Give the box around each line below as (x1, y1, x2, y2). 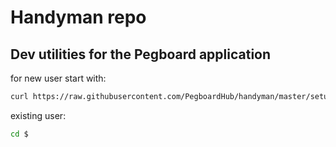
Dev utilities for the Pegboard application (10, 46, 272, 63)
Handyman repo (10, 6, 147, 29)
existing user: (10, 109, 67, 121)
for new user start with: (10, 72, 107, 84)
